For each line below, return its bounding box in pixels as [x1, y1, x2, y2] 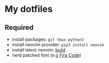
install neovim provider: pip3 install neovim [11, 42, 104, 48]
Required [4, 23, 33, 32]
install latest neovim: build [11, 47, 66, 53]
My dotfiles [4, 3, 53, 15]
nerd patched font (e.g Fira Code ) [11, 52, 81, 58]
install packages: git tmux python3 [11, 36, 84, 42]
